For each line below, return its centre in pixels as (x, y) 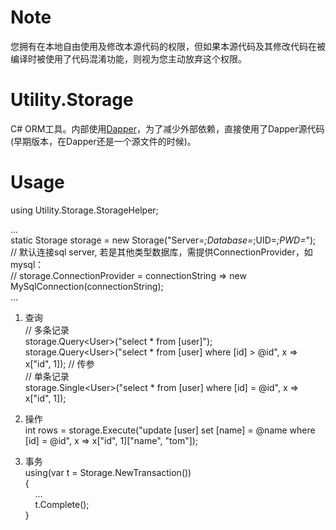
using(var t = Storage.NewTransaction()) (108, 472)
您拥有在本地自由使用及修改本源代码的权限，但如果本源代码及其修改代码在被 (168, 46)
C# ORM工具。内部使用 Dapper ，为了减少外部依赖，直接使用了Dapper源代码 (167, 128)
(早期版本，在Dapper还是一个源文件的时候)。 (103, 141)
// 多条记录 (47, 330)
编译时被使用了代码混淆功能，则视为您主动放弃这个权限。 (128, 58)
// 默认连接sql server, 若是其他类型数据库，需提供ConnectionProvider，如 (161, 252)
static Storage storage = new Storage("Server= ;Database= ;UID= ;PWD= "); (163, 240)
